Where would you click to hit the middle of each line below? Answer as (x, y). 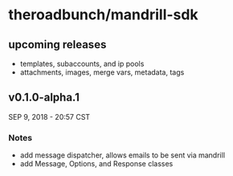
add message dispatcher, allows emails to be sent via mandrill (123, 155)
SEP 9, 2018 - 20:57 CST (49, 117)
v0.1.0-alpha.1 (44, 98)
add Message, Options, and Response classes (96, 164)
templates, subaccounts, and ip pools (82, 63)
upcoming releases (57, 45)
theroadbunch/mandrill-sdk (103, 15)
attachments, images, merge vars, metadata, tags (102, 72)
